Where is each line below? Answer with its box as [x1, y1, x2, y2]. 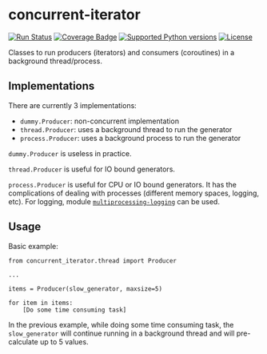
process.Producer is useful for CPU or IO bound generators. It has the [8, 179, 237, 189]
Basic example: [8, 241, 58, 251]
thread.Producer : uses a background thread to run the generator [19, 124, 233, 134]
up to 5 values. [39, 336, 90, 346]
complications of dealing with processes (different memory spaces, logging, [8, 188, 260, 198]
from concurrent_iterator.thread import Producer [8, 256, 177, 265]
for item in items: [8, 299, 74, 307]
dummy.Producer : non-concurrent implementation [19, 116, 180, 126]
